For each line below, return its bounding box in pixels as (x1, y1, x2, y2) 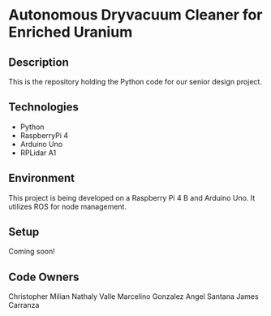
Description (8, 55, 69, 69)
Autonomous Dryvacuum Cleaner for (8, 6, 263, 24)
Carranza (8, 301, 40, 310)
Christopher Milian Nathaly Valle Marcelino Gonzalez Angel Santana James (8, 292, 259, 301)
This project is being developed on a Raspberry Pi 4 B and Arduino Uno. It (8, 193, 256, 202)
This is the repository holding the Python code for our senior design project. (8, 77, 262, 86)
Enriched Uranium (8, 23, 133, 41)
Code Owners (8, 270, 80, 284)
